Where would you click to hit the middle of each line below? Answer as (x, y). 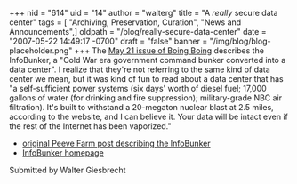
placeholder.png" (41, 51)
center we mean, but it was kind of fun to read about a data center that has (146, 79)
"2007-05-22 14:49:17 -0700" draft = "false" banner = (108, 41)
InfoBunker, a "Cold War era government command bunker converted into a (148, 60)
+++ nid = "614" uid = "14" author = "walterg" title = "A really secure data (144, 13)
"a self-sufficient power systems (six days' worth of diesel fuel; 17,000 (138, 88)
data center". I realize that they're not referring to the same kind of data (140, 69)
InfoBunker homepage (63, 153)
